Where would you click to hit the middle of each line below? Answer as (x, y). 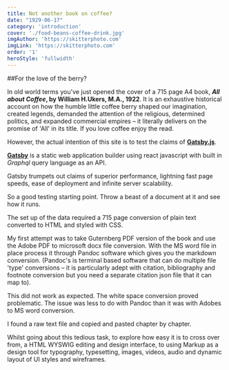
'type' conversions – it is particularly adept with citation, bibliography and (111, 268)
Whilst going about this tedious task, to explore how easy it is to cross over (113, 337)
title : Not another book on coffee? (60, 13)
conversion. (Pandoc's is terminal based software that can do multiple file (112, 260)
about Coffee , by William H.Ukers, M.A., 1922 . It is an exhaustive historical (114, 99)
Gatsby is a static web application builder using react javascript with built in (114, 155)
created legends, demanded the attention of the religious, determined (106, 113)
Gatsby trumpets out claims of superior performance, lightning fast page (110, 176)
